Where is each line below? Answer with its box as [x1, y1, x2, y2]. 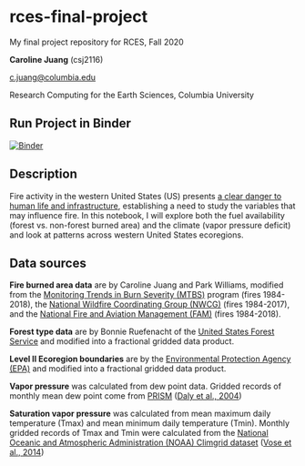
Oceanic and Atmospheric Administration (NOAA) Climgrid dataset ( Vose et [9, 437, 292, 448]
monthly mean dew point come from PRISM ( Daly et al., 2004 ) [9, 390, 243, 401]
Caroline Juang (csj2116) [9, 54, 104, 65]
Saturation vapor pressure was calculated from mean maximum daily [9, 408, 271, 420]
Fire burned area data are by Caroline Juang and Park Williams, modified [9, 279, 284, 290]
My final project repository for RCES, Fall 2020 [9, 36, 184, 47]
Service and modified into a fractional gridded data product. [9, 336, 235, 347]
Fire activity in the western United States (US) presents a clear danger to [9, 190, 282, 201]
